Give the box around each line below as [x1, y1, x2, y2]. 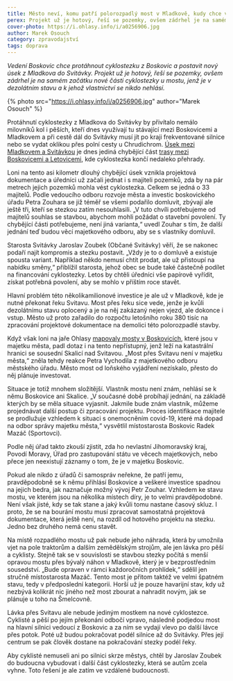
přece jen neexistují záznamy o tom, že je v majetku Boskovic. [7, 457, 184, 466]
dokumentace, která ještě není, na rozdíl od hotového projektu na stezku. [7, 515, 216, 523]
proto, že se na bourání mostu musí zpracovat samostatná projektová [7, 508, 205, 516]
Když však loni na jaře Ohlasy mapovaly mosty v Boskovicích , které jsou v [7, 334, 218, 343]
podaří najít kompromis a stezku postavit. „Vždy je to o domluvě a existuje [7, 248, 218, 256]
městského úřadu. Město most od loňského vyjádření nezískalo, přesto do [7, 364, 218, 372]
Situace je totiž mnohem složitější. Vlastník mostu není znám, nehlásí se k [7, 385, 217, 393]
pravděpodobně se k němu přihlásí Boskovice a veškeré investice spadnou [7, 478, 221, 486]
